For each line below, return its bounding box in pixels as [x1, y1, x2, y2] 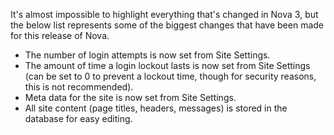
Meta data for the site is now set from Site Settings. [24, 92, 237, 103]
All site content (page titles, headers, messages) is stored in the [24, 102, 288, 114]
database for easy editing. [24, 113, 133, 124]
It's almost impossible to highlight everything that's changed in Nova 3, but [10, 9, 319, 20]
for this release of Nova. [10, 30, 110, 41]
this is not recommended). [24, 81, 134, 93]
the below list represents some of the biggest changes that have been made [10, 19, 325, 31]
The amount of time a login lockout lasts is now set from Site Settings [24, 60, 311, 71]
